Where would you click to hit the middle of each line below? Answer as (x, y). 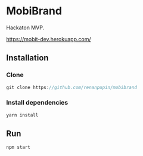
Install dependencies (37, 103)
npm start (18, 148)
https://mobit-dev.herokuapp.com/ (49, 39)
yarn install (22, 115)
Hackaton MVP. (25, 27)
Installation (27, 58)
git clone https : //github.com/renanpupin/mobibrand (71, 87)
